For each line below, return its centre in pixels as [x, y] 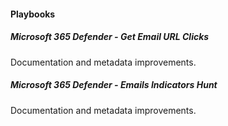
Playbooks [33, 14]
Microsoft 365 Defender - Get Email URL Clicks [110, 37]
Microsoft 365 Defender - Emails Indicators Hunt [114, 85]
